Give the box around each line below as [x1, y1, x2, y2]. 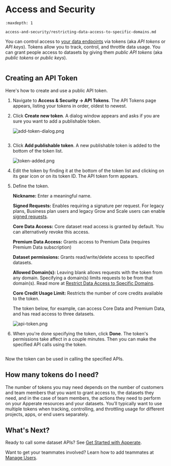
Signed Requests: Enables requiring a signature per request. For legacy [12, 203, 164, 209]
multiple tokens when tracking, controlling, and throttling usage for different [5, 406, 164, 412]
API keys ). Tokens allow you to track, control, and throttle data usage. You [5, 43, 161, 50]
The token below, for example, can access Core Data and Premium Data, [12, 305, 166, 311]
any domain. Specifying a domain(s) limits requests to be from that [12, 275, 153, 281]
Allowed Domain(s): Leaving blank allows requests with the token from [12, 269, 163, 275]
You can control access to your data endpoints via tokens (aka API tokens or [5, 38, 166, 44]
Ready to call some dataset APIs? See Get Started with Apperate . [5, 439, 142, 446]
